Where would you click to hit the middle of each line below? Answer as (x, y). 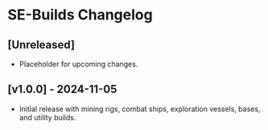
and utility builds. (47, 117)
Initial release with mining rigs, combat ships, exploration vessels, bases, (140, 109)
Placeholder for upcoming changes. (78, 64)
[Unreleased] (41, 45)
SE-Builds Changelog (80, 15)
